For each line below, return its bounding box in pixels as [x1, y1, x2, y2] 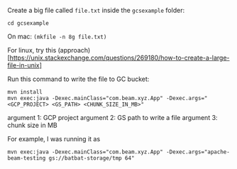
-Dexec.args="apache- [165, 148, 231, 156]
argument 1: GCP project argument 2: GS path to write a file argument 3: [7, 114, 218, 121]
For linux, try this [7, 46, 57, 54]
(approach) [57, 46, 91, 54]
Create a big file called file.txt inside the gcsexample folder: [7, 6, 185, 14]
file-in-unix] [7, 61, 43, 70]
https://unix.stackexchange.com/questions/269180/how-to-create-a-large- [9, 53, 230, 62]
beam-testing [7, 155, 46, 162]
